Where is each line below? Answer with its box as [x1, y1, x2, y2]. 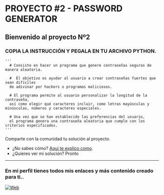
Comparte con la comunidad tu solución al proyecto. [5, 136, 111, 142]
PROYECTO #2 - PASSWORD [5, 3, 123, 14]
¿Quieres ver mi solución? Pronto [12, 150, 79, 156]
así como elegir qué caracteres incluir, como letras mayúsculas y [9, 101, 150, 106]
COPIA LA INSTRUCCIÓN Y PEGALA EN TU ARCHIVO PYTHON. [5, 48, 157, 54]
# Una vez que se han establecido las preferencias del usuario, [9, 114, 145, 119]
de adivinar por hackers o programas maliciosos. [9, 84, 112, 89]
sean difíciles [5, 80, 36, 85]
